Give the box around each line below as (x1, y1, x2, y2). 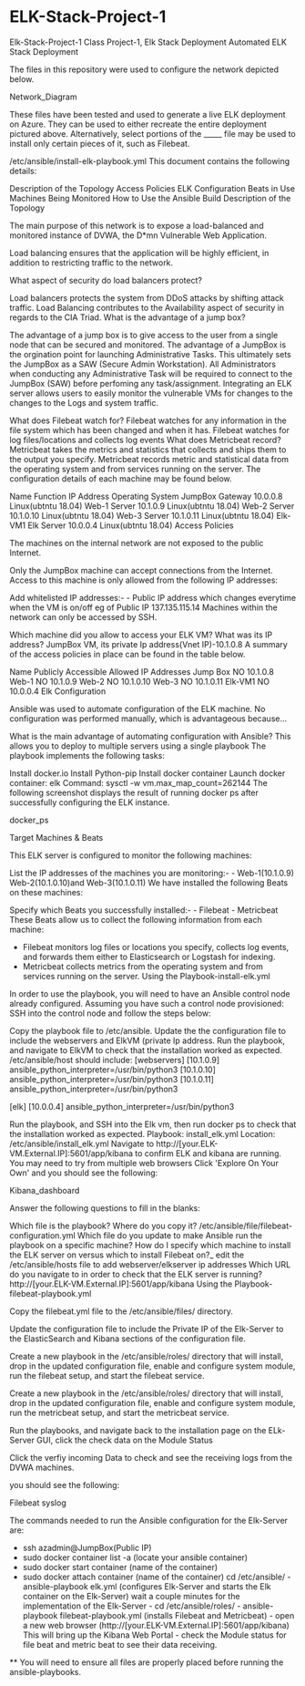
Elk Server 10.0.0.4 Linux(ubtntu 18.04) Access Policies (26, 520, 234, 531)
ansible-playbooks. (9, 1666, 82, 1677)
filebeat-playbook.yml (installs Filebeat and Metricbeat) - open (59, 1609, 295, 1620)
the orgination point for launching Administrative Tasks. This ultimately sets (9, 348, 291, 359)
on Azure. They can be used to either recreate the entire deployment (9, 119, 267, 129)
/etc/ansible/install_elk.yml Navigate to (9, 1138, 155, 1149)
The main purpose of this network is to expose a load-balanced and (9, 220, 264, 231)
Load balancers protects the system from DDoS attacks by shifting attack (9, 292, 285, 303)
